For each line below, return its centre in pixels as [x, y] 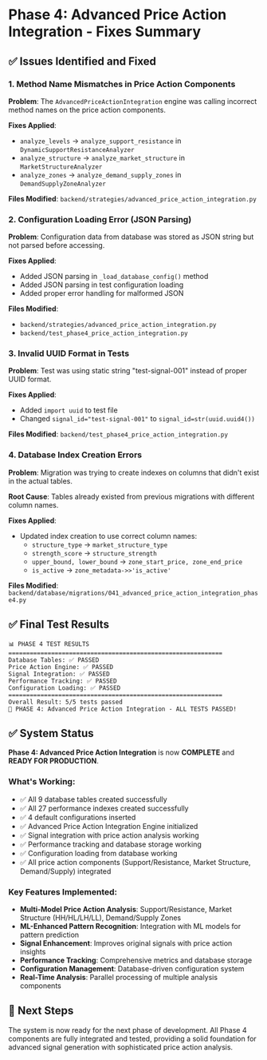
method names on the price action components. [87, 110]
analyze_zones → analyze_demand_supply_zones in [100, 174]
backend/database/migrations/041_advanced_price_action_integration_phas [133, 593]
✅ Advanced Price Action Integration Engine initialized [109, 826]
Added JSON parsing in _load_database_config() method [114, 277]
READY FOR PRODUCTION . [54, 761]
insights [33, 951]
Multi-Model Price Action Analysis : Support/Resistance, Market [126, 909]
